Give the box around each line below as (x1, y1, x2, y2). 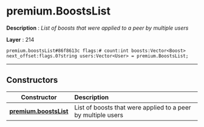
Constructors (6, 75, 58, 85)
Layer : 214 (6, 36, 35, 43)
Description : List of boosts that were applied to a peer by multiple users (6, 24, 189, 31)
